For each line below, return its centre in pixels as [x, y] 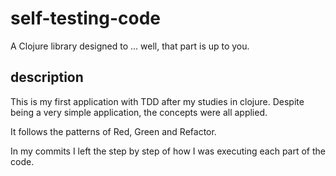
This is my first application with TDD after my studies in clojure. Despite [157, 101]
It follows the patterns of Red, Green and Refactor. [113, 131]
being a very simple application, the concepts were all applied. [139, 112]
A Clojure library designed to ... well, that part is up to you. [130, 46]
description [47, 77]
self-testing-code [85, 18]
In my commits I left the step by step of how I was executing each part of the [168, 151]
